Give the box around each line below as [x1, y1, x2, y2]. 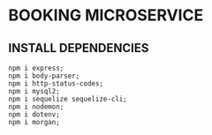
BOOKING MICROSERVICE [8, 5, 204, 26]
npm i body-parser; [8, 71, 80, 80]
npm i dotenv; [8, 110, 61, 119]
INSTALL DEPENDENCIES [8, 41, 149, 56]
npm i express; [8, 64, 64, 72]
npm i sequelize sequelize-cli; [8, 94, 127, 103]
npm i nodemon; [8, 102, 64, 111]
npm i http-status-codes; [8, 79, 103, 88]
